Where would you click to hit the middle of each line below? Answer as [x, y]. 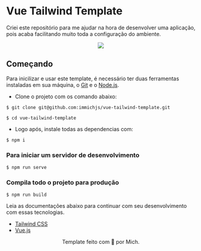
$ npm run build [26, 195]
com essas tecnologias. [35, 212]
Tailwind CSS [31, 224]
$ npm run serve [26, 168]
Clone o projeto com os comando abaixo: [66, 96]
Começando [30, 64]
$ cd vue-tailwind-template [41, 118]
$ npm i [16, 140]
